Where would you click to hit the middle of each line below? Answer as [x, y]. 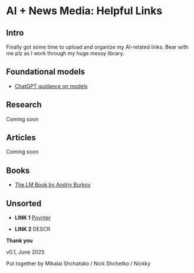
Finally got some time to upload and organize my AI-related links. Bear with [97, 47]
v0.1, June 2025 [25, 252]
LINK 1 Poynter [33, 218]
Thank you [19, 240]
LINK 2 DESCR [32, 229]
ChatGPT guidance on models [51, 86]
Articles [21, 138]
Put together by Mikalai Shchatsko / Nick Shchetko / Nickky [78, 264]
